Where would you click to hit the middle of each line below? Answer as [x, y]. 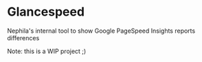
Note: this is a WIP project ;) [47, 51]
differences [23, 37]
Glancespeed [46, 12]
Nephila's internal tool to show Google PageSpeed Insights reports [101, 31]
